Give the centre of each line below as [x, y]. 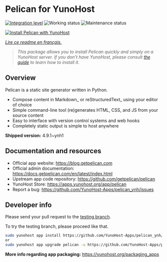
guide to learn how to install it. [48, 62]
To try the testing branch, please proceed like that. [57, 226]
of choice [22, 105]
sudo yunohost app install [33, 236]
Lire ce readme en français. [34, 42]
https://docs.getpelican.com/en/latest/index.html [62, 173]
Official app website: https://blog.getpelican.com [62, 163]
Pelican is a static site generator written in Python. [56, 90]
